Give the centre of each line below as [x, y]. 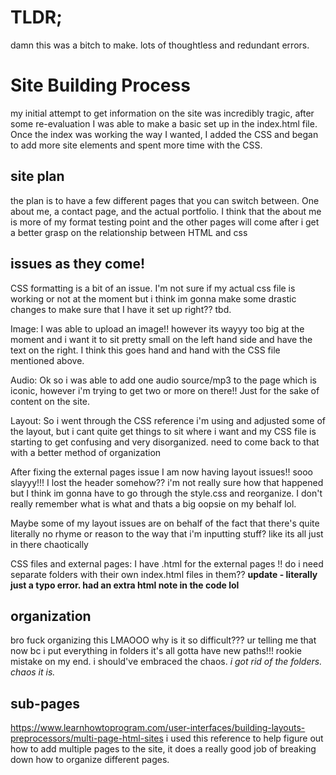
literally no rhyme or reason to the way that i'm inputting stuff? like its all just [167, 533]
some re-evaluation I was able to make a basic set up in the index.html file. [164, 123]
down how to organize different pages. [90, 760]
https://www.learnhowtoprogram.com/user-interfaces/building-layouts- [158, 728]
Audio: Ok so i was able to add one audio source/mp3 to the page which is [163, 380]
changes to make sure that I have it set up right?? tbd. [121, 309]
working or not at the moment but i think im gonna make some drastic [153, 298]
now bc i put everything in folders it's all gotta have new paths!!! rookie [156, 651]
